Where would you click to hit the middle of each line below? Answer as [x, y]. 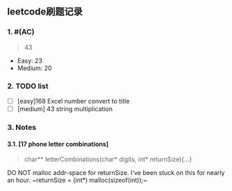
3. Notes [22, 128]
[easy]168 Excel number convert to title [73, 101]
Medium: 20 [34, 68]
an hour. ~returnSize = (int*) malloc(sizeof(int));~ [77, 180]
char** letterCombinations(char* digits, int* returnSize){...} [108, 159]
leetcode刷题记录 [45, 12]
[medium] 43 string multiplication [65, 109]
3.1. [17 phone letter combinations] [58, 144]
